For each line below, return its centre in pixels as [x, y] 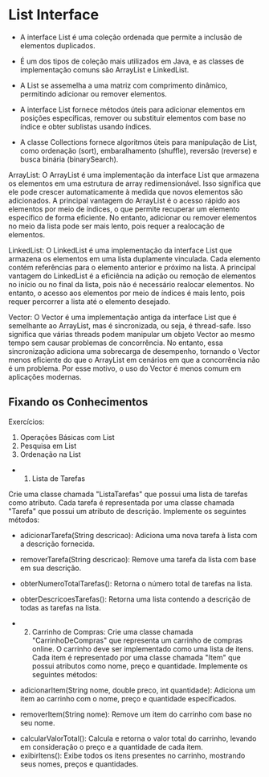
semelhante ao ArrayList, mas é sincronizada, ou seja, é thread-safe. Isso [130, 325]
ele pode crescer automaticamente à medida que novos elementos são [126, 191]
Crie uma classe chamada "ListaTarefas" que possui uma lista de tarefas [128, 494]
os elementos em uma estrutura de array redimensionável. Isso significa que [134, 183]
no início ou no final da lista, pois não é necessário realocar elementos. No [131, 284]
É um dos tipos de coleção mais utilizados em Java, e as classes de [132, 61]
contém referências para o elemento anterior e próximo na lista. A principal [132, 267]
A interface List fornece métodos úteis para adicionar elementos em [132, 109]
